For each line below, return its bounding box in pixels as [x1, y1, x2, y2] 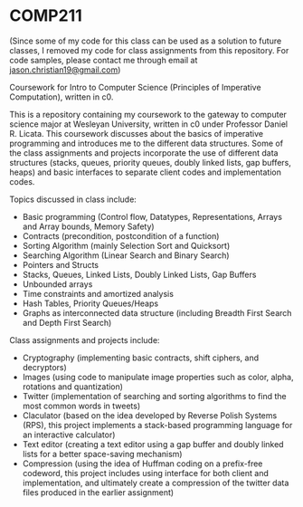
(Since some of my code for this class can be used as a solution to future [9, 35, 282, 46]
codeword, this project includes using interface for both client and [22, 467, 269, 478]
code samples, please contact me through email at [9, 54, 198, 65]
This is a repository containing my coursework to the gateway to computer [9, 109, 288, 120]
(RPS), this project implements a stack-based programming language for [22, 419, 293, 430]
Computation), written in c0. [9, 91, 114, 102]
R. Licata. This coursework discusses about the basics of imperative [9, 128, 264, 139]
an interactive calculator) [22, 429, 116, 440]
